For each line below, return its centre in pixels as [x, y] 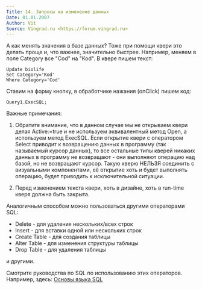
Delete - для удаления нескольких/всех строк [74, 224]
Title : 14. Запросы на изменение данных [58, 12]
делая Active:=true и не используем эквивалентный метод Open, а [101, 132]
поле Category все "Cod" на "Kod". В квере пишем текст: [80, 58]
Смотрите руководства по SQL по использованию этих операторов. [94, 273]
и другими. [21, 261]
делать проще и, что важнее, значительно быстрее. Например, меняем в [101, 52]
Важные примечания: [34, 113]
